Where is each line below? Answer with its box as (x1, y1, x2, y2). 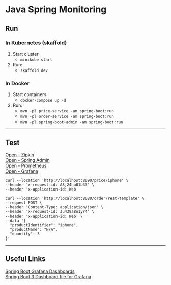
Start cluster (12, 51, 39, 57)
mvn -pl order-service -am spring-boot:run (20, 114, 115, 120)
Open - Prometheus (5, 162, 47, 169)
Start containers (12, 91, 47, 98)
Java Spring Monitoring (5, 4, 107, 15)
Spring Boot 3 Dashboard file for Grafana (5, 273, 92, 279)
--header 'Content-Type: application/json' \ (5, 204, 103, 210)
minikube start (20, 57, 52, 62)
